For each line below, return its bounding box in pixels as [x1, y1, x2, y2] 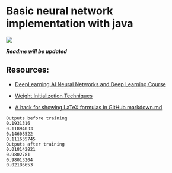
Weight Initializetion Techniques [14, 92, 93, 99]
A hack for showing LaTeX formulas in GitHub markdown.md [14, 103, 163, 111]
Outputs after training [6, 141, 65, 147]
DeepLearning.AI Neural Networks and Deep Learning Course [14, 80, 166, 87]
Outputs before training [6, 115, 68, 121]
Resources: [6, 65, 49, 75]
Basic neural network [6, 4, 113, 18]
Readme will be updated [6, 48, 67, 55]
